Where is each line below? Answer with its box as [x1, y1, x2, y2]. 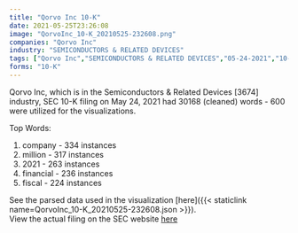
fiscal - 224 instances [21, 177, 102, 188]
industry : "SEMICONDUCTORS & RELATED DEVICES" [9, 46, 184, 55]
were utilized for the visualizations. [9, 105, 137, 116]
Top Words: [9, 122, 51, 133]
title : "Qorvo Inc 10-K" [9, 12, 101, 22]
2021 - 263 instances [21, 159, 100, 169]
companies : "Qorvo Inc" [9, 37, 98, 47]
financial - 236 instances [21, 167, 114, 178]
